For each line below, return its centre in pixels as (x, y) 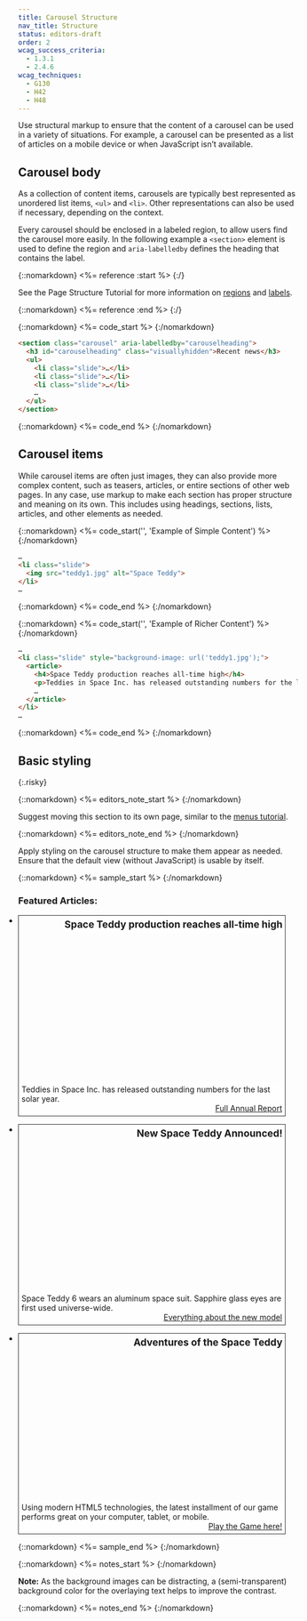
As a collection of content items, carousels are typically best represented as (157, 194)
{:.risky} (32, 782)
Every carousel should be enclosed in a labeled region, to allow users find (153, 230)
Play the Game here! (245, 1527)
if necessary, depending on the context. (91, 213)
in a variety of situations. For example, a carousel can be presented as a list (156, 135)
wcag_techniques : (50, 76)
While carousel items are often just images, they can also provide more (148, 476)
